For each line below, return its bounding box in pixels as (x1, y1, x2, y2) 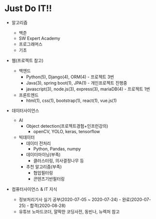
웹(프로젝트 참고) (11, 57, 44, 63)
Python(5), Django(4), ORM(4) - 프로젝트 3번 (26, 74, 114, 80)
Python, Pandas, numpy (33, 146, 81, 152)
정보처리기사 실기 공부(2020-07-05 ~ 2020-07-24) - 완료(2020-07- (18, 196, 151, 202)
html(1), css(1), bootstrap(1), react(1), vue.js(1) (26, 98, 117, 103)
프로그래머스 (18, 41, 43, 47)
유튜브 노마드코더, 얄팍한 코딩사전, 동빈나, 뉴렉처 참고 (18, 208, 120, 214)
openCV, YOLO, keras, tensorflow (33, 128, 100, 134)
